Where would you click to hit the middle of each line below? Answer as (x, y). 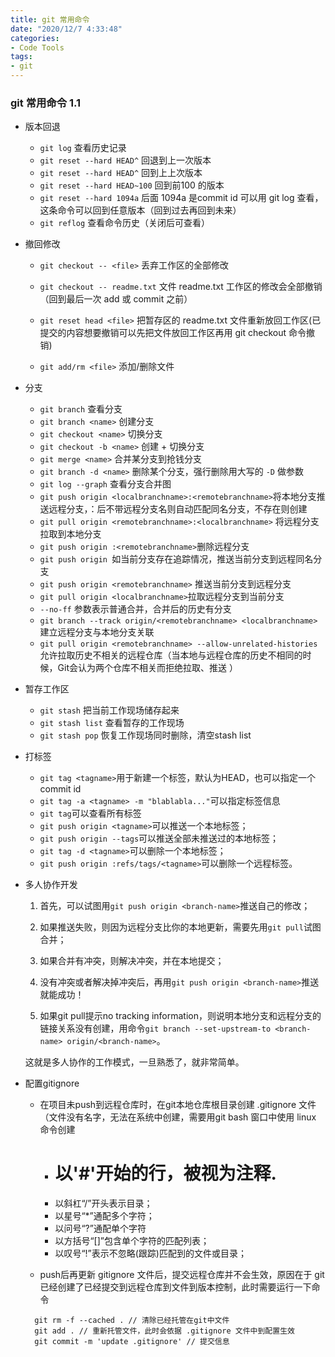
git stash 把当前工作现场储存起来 (109, 710)
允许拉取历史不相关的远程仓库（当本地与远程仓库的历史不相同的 (171, 655)
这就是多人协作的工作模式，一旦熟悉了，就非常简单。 (134, 1062)
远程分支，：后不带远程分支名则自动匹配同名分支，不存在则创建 (178, 509)
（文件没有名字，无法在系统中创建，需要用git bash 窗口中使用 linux (178, 1117)
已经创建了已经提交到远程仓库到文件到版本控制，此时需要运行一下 (175, 1287)
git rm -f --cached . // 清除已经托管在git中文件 (132, 1321)
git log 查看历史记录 (83, 148)
